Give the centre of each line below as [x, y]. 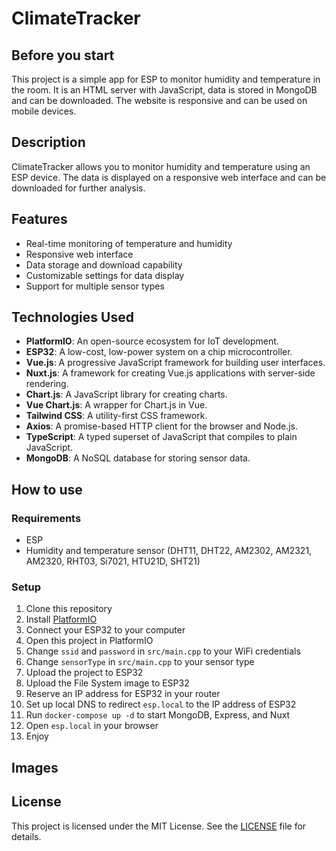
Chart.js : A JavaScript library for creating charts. [126, 394]
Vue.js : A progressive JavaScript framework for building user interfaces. [175, 363]
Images [35, 767]
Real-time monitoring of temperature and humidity [129, 243]
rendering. [47, 384]
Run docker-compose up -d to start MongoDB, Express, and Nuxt [158, 715]
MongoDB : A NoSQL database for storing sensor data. [138, 458]
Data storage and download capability [104, 264]
